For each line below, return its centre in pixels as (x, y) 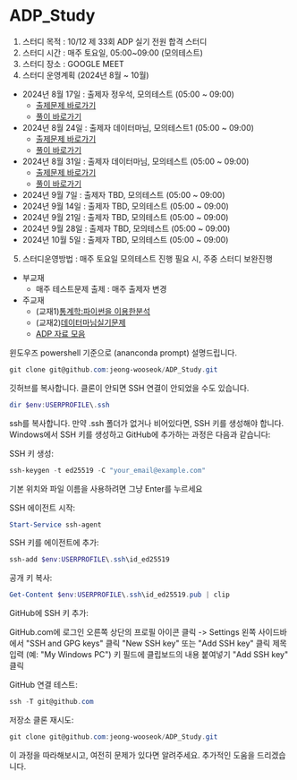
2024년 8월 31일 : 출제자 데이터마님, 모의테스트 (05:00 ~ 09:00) (136, 161)
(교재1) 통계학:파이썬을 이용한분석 (93, 311)
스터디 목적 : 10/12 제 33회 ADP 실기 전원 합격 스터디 (115, 41)
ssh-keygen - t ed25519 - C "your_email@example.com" (107, 470)
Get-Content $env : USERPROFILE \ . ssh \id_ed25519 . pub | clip (119, 595)
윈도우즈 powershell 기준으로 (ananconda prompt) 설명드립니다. (123, 352)
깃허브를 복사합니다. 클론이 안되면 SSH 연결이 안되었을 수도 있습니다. (129, 388)
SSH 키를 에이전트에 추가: (55, 543)
